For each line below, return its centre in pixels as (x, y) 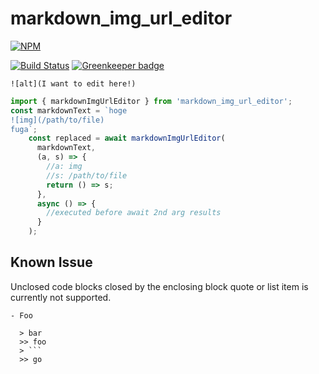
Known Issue (51, 262)
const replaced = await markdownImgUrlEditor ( (127, 138)
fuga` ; (24, 129)
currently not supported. (61, 297)
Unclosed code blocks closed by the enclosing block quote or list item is (159, 286)
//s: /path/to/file (87, 175)
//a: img (64, 167)
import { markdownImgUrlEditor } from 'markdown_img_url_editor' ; (151, 101)
